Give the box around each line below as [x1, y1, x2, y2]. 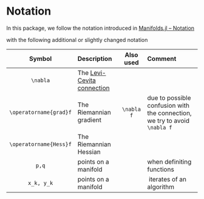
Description [77, 54, 112, 63]
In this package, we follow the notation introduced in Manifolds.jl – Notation [6, 24, 195, 32]
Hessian [77, 147, 101, 156]
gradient [77, 116, 102, 124]
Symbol [29, 54, 52, 63]
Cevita [77, 76, 96, 85]
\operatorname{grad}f [9, 108, 72, 116]
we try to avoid [147, 116, 190, 125]
